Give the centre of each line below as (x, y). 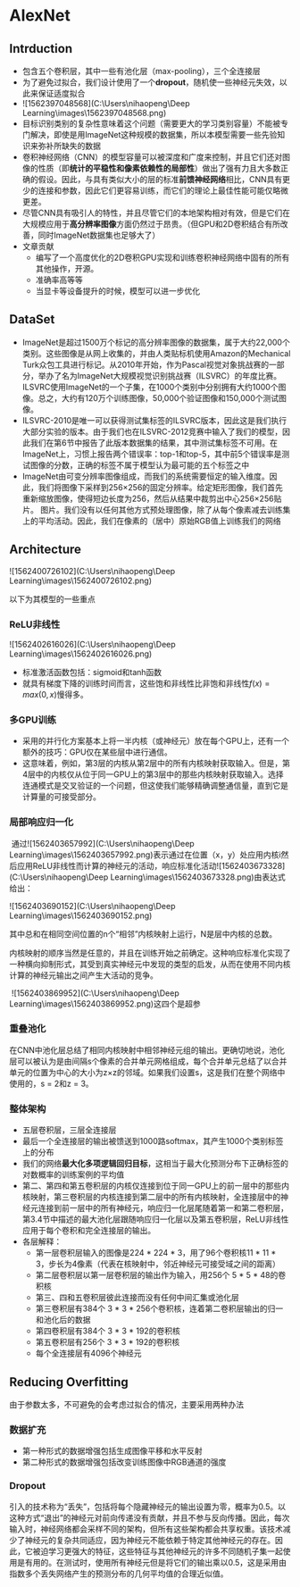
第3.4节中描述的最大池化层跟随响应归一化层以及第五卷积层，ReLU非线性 (155, 1219)
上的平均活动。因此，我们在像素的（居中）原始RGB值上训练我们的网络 (151, 521)
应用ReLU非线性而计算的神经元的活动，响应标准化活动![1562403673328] (151, 865)
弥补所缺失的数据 (69, 146)
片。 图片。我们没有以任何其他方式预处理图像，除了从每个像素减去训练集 (156, 509)
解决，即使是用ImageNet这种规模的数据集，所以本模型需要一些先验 (154, 134)
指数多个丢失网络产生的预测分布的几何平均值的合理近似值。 (119, 1574)
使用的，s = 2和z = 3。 (51, 1083)
